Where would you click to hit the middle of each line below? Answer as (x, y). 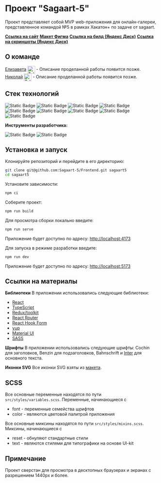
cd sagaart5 (17, 175)
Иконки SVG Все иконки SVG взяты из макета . (53, 368)
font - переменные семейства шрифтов (53, 409)
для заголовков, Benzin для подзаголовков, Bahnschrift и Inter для (73, 353)
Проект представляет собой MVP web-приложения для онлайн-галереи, (81, 22)
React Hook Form (29, 323)
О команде (23, 57)
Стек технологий (32, 94)
